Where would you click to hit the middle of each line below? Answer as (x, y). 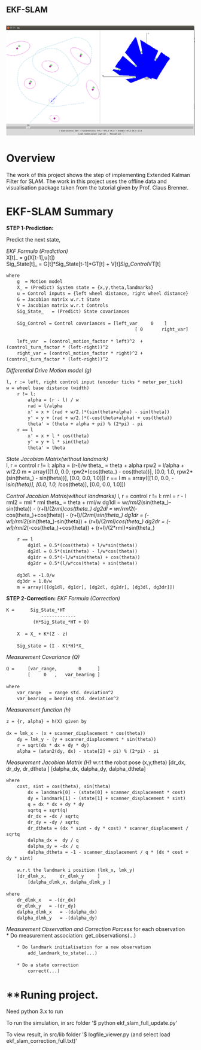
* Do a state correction (48, 965)
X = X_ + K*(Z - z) (42, 634)
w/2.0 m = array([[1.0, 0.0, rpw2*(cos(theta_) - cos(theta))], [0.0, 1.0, (91, 472)
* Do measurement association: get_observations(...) (71, 936)
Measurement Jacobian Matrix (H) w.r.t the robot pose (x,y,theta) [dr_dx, (96, 762)
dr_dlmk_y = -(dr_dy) (47, 906)
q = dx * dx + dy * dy (56, 805)
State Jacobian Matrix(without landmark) (57, 459)
